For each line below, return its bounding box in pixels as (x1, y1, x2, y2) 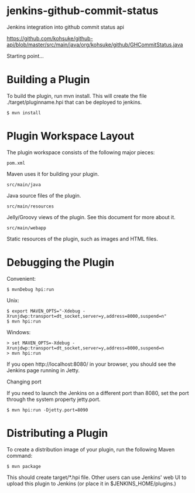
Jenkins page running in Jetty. (6, 366, 80, 373)
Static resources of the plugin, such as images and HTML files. (6, 235, 158, 242)
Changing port (6, 378, 42, 385)
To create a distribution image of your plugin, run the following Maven (6, 446, 175, 453)
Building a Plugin (6, 73, 90, 86)
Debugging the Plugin (6, 256, 115, 269)
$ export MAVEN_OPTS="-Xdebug (6, 308, 81, 314)
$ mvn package (6, 463, 42, 470)
